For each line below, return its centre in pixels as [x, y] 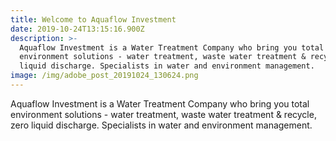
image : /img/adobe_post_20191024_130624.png [104, 76]
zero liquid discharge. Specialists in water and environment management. [161, 125]
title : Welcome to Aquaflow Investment [93, 19]
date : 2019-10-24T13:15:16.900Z [77, 29]
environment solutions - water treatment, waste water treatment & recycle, [163, 114]
